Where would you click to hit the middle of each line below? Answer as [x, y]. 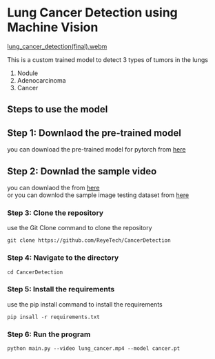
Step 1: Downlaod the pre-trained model [94, 133]
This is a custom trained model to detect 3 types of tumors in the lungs [108, 59]
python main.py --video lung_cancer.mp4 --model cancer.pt [94, 349]
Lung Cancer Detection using [92, 13]
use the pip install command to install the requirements [85, 304]
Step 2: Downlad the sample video [82, 171]
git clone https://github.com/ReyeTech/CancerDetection [89, 240]
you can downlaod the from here [53, 187]
